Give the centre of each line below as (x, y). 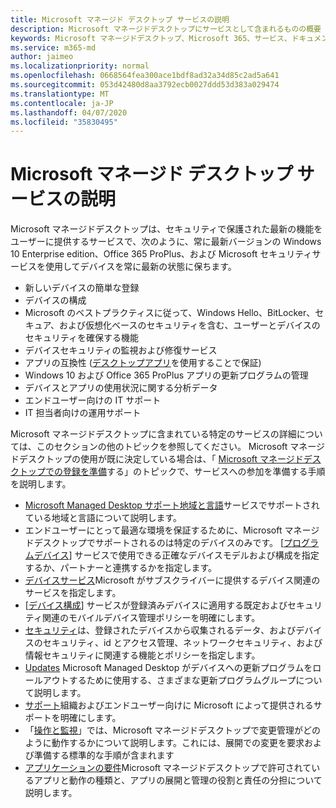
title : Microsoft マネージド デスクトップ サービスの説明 (120, 19)
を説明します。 (41, 484)
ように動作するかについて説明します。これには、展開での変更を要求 (164, 743)
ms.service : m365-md (53, 47)
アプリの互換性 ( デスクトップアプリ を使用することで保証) (143, 363)
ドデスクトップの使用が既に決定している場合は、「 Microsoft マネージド (157, 459)
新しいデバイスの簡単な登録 (82, 288)
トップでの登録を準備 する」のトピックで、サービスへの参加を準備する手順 (172, 472)
